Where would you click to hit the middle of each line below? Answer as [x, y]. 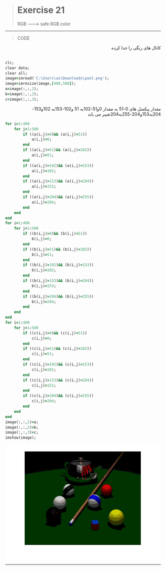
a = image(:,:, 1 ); [22, 89]
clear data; [17, 68]
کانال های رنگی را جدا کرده [136, 48]
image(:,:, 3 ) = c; [22, 433]
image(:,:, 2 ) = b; [22, 427]
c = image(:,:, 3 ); [22, 99]
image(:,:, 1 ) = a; [22, 422]
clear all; [16, 73]
